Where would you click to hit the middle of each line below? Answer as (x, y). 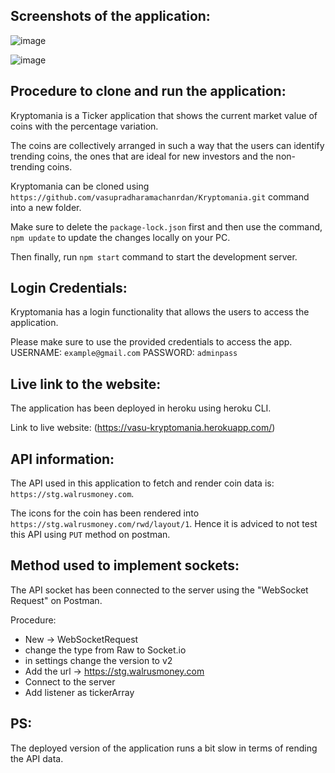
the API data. (37, 758)
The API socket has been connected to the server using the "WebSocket (159, 590)
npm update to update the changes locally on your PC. (120, 237)
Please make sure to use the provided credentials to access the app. (151, 342)
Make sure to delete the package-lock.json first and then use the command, (166, 226)
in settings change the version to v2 (98, 660)
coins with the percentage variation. (84, 126)
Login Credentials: (69, 288)
